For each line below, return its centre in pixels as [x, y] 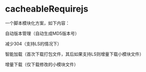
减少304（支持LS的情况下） [33, 44]
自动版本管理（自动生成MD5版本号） [42, 33]
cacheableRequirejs [47, 9]
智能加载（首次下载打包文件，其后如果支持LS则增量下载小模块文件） [74, 54]
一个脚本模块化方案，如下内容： [37, 23]
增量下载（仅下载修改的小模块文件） [42, 64]
